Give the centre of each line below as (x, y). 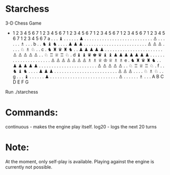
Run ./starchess (22, 92)
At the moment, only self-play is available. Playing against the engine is (80, 161)
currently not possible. (29, 167)
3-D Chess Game (23, 23)
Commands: (32, 113)
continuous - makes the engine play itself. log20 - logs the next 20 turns (81, 126)
